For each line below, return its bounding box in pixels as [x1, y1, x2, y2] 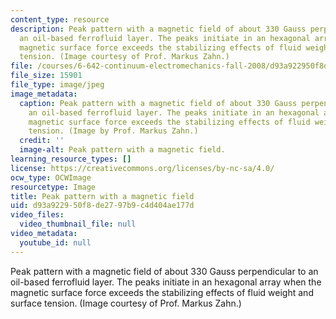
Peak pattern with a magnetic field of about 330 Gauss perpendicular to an [10, 265, 319, 277]
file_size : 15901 [10, 71, 83, 81]
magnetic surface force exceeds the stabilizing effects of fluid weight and [10, 286, 314, 298]
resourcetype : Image [10, 182, 97, 192]
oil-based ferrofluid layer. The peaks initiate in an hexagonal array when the [10, 276, 322, 288]
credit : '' [19, 136, 65, 146]
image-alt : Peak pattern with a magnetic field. [19, 145, 226, 155]
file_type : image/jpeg [10, 80, 105, 90]
